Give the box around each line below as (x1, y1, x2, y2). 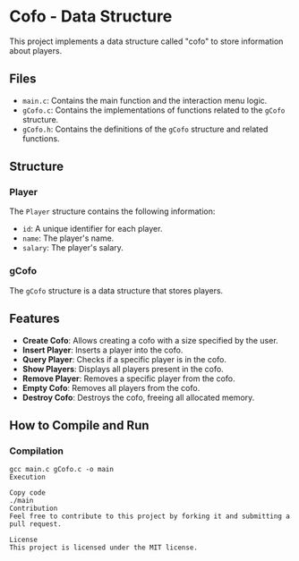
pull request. (9, 520, 63, 529)
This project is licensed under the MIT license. (9, 543, 199, 552)
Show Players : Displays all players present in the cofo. (21, 363, 224, 374)
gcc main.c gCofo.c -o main (9, 465, 115, 474)
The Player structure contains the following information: (9, 206, 216, 217)
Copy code (9, 489, 47, 497)
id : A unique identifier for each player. (21, 224, 163, 234)
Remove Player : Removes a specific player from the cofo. (21, 373, 235, 384)
